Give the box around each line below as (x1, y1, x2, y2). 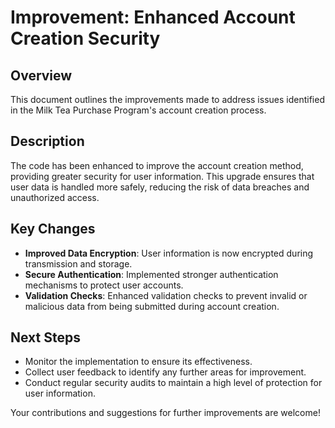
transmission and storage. (24, 257, 133, 270)
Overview (10, 67, 73, 84)
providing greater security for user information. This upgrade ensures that (10, 170, 315, 182)
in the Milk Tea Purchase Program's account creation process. (10, 104, 267, 116)
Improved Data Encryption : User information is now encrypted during (24, 247, 314, 259)
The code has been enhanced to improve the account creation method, (10, 159, 304, 171)
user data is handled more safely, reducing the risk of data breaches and (10, 181, 310, 193)
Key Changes (10, 221, 96, 238)
